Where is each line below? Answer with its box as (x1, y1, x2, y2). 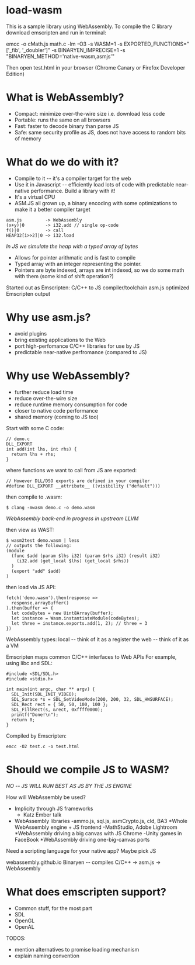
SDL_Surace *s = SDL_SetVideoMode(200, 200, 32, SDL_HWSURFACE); (11, 696, 174, 702)
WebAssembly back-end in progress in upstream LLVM (6, 515, 139, 522)
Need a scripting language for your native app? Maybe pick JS (6, 847, 156, 854)
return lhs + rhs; (11, 451, 57, 457)
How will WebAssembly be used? (6, 793, 86, 801)
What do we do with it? (6, 155, 119, 169)
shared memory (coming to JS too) (14, 413, 99, 420)
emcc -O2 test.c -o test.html (6, 743, 80, 749)
